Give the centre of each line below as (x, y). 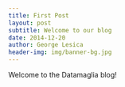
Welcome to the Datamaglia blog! (62, 75)
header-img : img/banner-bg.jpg (60, 52)
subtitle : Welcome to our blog (60, 30)
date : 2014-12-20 (37, 38)
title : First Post (39, 15)
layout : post (30, 23)
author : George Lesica (46, 45)
